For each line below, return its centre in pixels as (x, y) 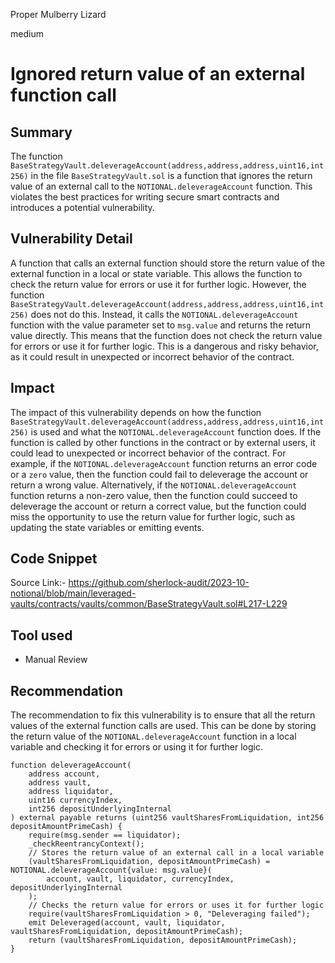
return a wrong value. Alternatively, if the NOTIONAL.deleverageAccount (154, 485)
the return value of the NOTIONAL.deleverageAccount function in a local (153, 736)
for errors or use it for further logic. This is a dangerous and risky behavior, (164, 346)
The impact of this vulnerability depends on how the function (136, 412)
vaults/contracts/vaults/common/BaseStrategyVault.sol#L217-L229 (149, 604)
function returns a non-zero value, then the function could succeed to (154, 495)
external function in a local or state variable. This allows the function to (156, 273)
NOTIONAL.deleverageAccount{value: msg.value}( (111, 870)
